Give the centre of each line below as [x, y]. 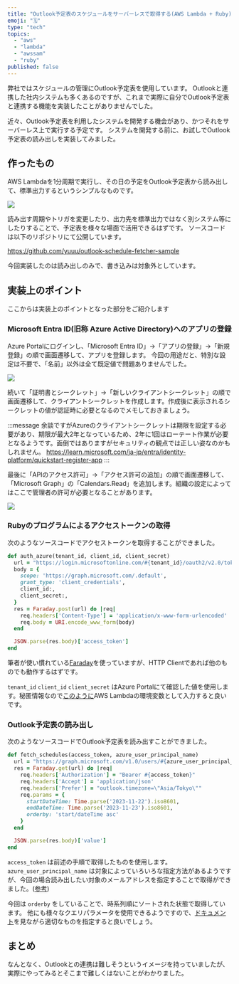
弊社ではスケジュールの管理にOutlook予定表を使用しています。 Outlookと [115, 88]
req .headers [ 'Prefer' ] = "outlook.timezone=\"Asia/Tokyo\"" [111, 788]
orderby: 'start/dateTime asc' [73, 815]
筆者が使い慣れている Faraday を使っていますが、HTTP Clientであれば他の [115, 663]
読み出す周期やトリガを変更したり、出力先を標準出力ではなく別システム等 [116, 219]
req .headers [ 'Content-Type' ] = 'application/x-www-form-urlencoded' [124, 615]
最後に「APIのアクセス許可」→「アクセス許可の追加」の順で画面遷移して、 [118, 475]
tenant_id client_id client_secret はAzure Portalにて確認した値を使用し [115, 687]
